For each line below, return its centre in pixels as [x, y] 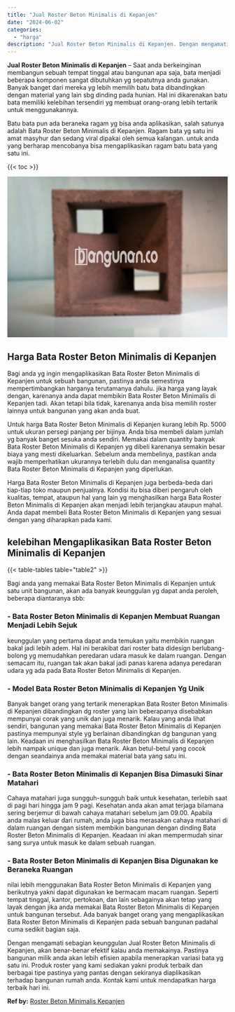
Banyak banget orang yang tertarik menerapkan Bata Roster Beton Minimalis [117, 704]
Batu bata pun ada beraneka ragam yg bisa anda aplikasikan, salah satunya [116, 123]
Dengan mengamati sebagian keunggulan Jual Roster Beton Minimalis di [111, 943]
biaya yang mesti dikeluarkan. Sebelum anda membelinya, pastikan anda [112, 454]
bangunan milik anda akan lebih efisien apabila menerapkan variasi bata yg [115, 958]
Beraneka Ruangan [40, 870]
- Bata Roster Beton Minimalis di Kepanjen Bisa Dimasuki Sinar [115, 774]
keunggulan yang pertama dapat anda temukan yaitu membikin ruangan [111, 641]
